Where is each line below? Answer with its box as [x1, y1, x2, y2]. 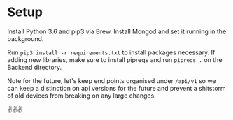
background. [7, 34, 44, 43]
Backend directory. [7, 63, 62, 71]
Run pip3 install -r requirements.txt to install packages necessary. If [7, 48, 216, 57]
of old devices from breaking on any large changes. [7, 91, 156, 100]
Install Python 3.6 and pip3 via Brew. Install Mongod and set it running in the [7, 27, 227, 36]
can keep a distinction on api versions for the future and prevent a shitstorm [7, 84, 226, 92]
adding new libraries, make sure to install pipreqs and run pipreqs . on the [7, 55, 223, 63]
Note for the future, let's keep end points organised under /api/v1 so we [7, 76, 216, 84]
